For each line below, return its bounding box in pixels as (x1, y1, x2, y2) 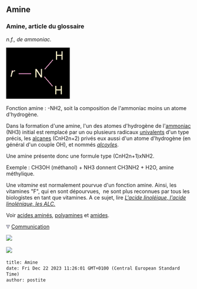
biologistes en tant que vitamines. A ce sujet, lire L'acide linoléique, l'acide (6, 194, 186, 201)
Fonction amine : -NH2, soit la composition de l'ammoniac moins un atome (6, 104, 187, 111)
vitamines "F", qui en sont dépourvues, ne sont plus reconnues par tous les (6, 188, 190, 195)
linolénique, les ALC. (6, 200, 56, 207)
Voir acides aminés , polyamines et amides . (6, 211, 110, 218)
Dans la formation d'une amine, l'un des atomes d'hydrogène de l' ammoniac (6, 122, 191, 129)
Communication (11, 223, 50, 230)
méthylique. (6, 170, 35, 177)
